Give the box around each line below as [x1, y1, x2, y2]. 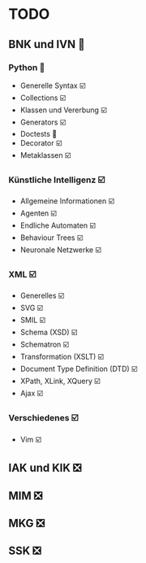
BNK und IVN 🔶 [8, 37, 85, 51]
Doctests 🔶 [19, 129, 58, 138]
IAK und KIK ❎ [8, 461, 82, 475]
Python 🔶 [8, 62, 45, 73]
